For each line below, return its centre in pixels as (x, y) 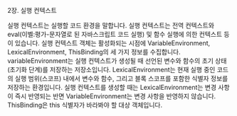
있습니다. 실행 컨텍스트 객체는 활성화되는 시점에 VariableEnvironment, (112, 43)
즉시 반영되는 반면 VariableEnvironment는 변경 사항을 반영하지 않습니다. (115, 96)
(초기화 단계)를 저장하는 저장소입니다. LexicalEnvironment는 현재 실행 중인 (111, 70)
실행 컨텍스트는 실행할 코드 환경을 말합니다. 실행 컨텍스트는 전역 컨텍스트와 (111, 25)
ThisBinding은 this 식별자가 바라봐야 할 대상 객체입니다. (85, 105)
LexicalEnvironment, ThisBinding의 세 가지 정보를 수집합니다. (94, 52)
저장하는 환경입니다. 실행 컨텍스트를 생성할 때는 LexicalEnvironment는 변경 (112, 87)
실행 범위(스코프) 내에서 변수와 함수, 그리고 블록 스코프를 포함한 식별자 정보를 (121, 79)
